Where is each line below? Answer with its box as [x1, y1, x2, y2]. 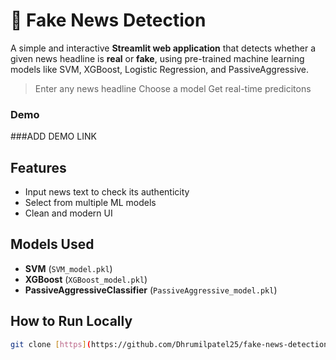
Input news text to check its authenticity [24, 186, 190, 198]
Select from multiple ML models [24, 197, 157, 209]
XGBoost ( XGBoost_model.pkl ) [24, 273, 148, 285]
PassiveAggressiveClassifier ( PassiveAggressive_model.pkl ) [24, 284, 278, 296]
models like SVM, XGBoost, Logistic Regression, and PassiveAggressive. [10, 63, 310, 75]
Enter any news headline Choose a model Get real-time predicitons [34, 82, 312, 94]
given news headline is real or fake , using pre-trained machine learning [10, 52, 305, 64]
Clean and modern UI [24, 207, 113, 219]
